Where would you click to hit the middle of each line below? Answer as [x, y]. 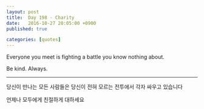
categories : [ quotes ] [34, 40]
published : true [27, 29]
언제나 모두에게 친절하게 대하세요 [46, 100]
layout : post [23, 12]
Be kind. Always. [27, 69]
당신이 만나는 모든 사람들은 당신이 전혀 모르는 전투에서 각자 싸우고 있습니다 [95, 87]
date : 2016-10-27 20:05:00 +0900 [51, 23]
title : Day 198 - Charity [40, 18]
